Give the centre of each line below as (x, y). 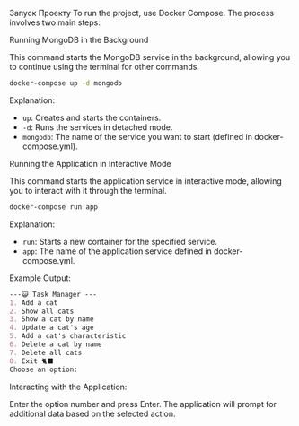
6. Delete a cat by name (56, 344)
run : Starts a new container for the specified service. (120, 241)
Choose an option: (44, 369)
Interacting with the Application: (68, 387)
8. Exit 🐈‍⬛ (31, 361)
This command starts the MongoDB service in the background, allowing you (149, 57)
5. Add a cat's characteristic (68, 336)
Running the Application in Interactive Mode (90, 163)
